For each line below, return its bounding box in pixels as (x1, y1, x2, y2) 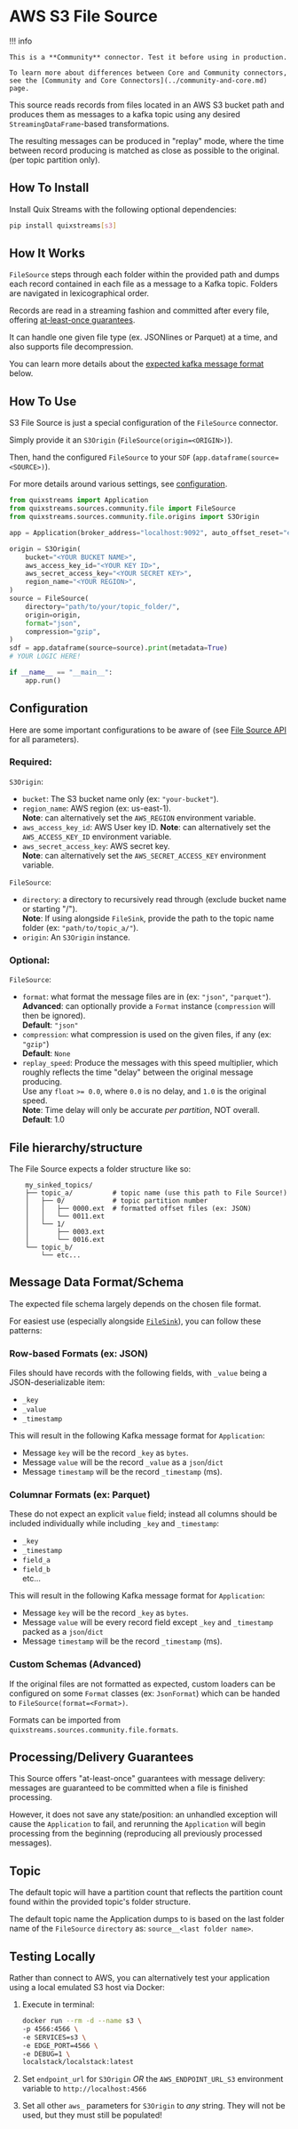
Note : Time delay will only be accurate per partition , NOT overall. (21, 1105, 260, 1116)
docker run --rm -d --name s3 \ (21, 2016, 142, 2026)
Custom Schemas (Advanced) (9, 1658, 142, 1670)
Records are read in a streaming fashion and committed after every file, (9, 305, 270, 316)
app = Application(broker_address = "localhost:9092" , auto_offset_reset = (9, 528, 284, 537)
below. (9, 368, 34, 379)
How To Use (9, 394, 77, 409)
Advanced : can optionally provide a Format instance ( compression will (21, 1001, 276, 1012)
